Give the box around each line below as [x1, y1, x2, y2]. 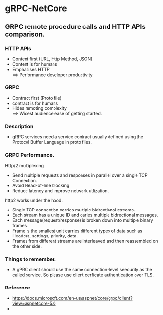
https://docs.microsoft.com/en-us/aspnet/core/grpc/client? [12, 295, 133, 301]
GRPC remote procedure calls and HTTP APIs [5, 23, 146, 31]
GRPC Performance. [5, 152, 54, 158]
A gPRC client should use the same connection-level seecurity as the [12, 267, 152, 273]
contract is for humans [12, 100, 58, 106]
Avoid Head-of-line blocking [12, 183, 70, 188]
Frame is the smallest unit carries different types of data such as [12, 228, 143, 234]
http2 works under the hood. [5, 197, 63, 203]
